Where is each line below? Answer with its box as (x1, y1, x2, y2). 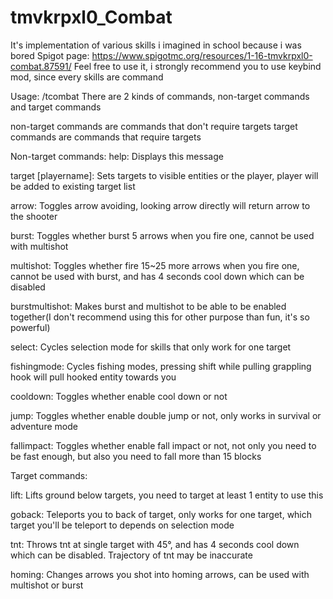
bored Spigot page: (10, 49, 90, 61)
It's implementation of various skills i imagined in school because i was (10, 39, 302, 51)
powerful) (10, 321, 51, 333)
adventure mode (10, 420, 78, 432)
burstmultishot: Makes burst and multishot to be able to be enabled (10, 300, 287, 312)
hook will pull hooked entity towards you (10, 371, 177, 383)
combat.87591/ (10, 60, 72, 72)
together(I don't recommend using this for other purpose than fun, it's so (10, 311, 310, 323)
